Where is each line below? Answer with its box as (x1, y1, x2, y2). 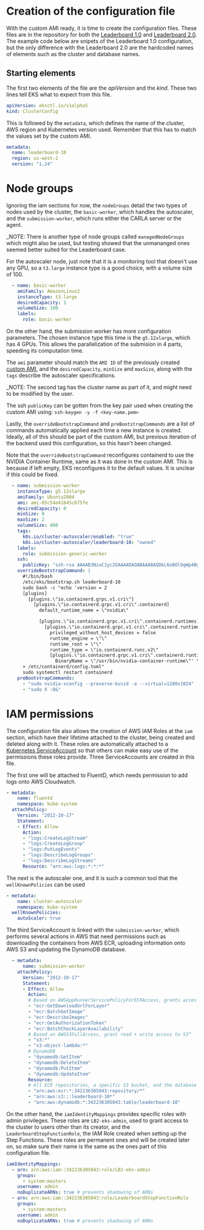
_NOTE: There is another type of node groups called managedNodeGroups (6, 233, 185, 240)
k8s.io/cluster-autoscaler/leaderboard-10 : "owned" (22, 539, 156, 545)
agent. (6, 221, 22, 228)
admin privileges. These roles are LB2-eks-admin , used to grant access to (6, 1117, 189, 1124)
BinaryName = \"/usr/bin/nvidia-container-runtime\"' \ (55, 658, 200, 664)
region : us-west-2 (12, 156, 59, 162)
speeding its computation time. (6, 347, 84, 354)
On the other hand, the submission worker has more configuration (6, 327, 172, 335)
